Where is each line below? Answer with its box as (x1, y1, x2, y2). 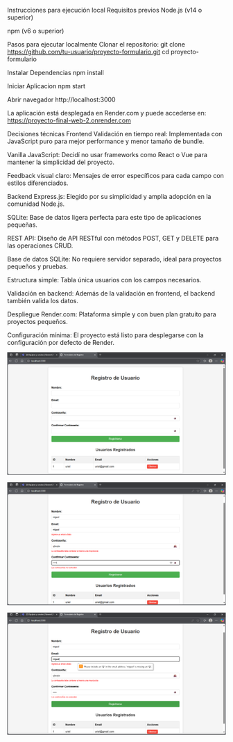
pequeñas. (7, 220, 38, 229)
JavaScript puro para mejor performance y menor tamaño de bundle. (7, 137, 205, 145)
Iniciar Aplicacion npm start (7, 82, 85, 90)
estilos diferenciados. (7, 179, 69, 187)
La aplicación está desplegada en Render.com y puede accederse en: (7, 109, 207, 117)
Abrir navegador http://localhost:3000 (7, 95, 116, 104)
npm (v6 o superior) (7, 27, 64, 35)
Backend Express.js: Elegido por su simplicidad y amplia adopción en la (7, 193, 212, 200)
